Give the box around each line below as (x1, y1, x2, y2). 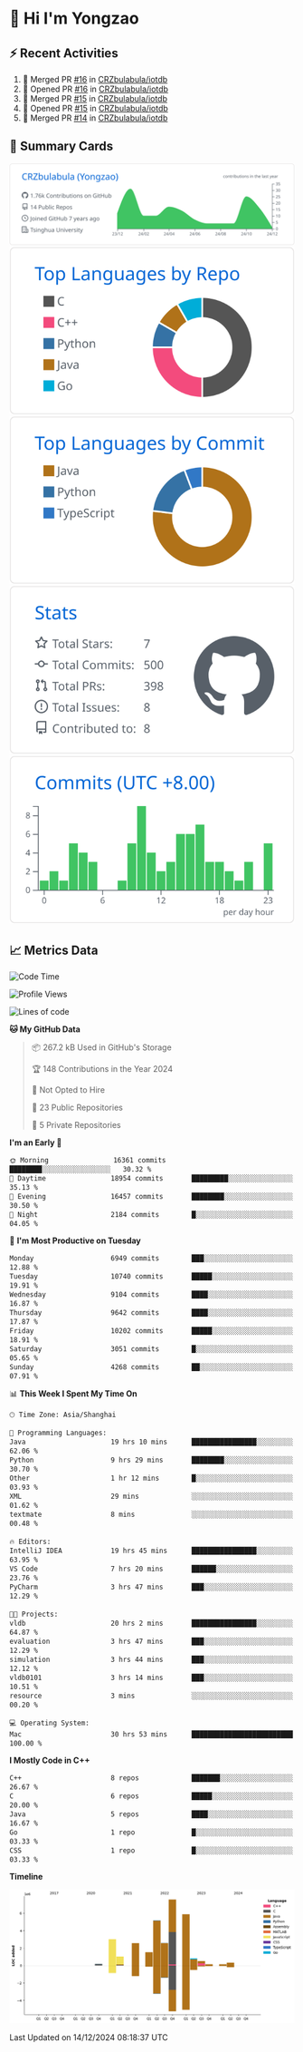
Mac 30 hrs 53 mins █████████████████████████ (9, 1730, 294, 1739)
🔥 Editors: (9, 1537, 52, 1547)
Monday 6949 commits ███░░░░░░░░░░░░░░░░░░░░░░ (9, 1254, 294, 1263)
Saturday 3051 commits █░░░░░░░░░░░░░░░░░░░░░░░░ (9, 1345, 294, 1354)
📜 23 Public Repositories (31, 1102, 124, 1114)
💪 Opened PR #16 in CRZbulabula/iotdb (22, 83, 169, 94)
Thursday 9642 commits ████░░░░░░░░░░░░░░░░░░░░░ (9, 1308, 294, 1318)
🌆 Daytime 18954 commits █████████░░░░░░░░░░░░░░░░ (9, 1174, 294, 1183)
